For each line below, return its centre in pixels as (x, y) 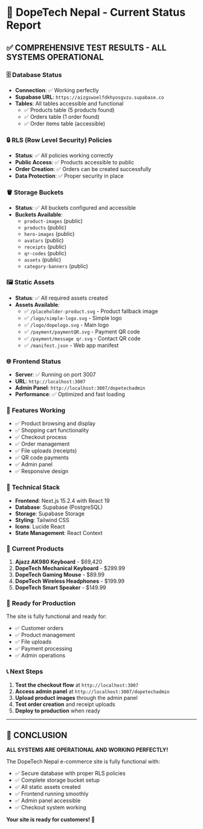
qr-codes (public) (45, 253)
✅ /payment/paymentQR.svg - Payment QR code (82, 331)
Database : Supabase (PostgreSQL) (59, 507)
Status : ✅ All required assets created (61, 298)
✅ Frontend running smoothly (52, 794)
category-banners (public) (56, 266)
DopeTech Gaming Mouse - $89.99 (60, 574)
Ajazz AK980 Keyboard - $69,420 (59, 562)
